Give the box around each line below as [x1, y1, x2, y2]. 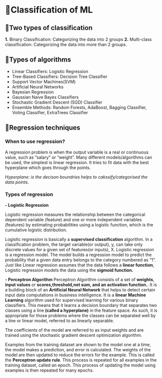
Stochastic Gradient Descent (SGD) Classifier [12, 99, 103, 105]
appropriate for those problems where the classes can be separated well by [5, 312, 156, 318]
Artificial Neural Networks [12, 84, 64, 90]
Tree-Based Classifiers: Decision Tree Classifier [12, 74, 108, 79]
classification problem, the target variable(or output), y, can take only [5, 242, 143, 247]
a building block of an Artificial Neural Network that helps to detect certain [5, 287, 156, 292]
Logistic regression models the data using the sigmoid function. [5, 267, 134, 273]
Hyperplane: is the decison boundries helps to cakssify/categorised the [5, 174, 148, 180]
